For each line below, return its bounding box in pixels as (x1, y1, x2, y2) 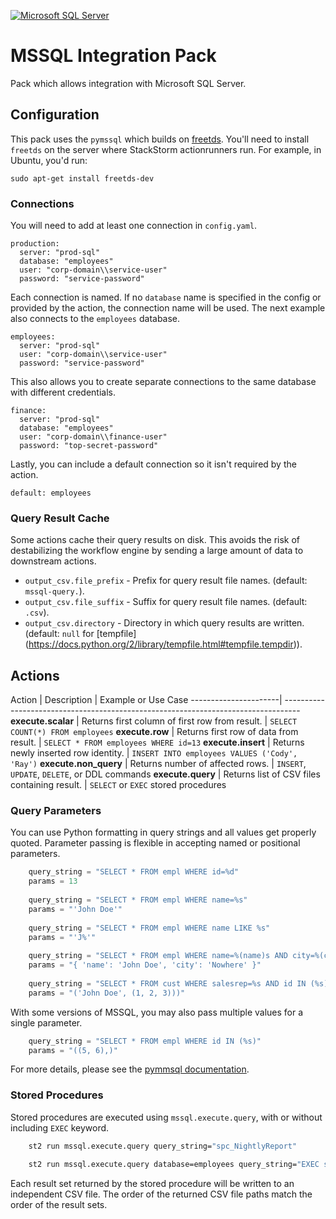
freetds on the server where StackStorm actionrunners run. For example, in (10, 143, 322, 155)
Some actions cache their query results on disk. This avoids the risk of (10, 534, 301, 546)
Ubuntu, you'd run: (10, 154, 88, 166)
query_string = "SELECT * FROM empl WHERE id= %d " (28, 867, 240, 877)
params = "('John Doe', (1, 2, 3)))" (28, 988, 186, 998)
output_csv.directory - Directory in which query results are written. (24, 617, 305, 629)
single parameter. (10, 1016, 83, 1029)
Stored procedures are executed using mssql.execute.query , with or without (10, 1111, 323, 1123)
